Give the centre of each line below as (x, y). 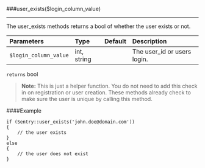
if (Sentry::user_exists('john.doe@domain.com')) (71, 122)
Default (116, 41)
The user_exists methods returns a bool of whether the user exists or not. (99, 26)
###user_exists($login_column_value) (54, 9)
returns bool (22, 74)
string (83, 59)
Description (149, 41)
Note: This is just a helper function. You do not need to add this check (109, 86)
